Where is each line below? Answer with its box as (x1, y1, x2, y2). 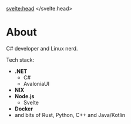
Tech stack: (6, 56, 34, 63)
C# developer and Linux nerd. (6, 45, 78, 52)
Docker (14, 105, 33, 112)
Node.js (14, 92, 35, 99)
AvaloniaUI (23, 80, 50, 87)
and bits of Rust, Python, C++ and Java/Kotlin (14, 111, 125, 118)
